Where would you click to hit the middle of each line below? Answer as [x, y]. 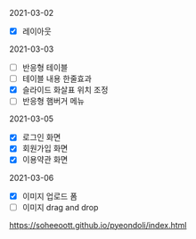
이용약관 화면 [45, 160]
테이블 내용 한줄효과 [57, 78]
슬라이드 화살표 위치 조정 [65, 90]
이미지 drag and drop [60, 207]
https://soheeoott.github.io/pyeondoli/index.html [98, 225]
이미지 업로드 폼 [49, 196]
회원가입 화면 [45, 148]
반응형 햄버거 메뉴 [53, 101]
